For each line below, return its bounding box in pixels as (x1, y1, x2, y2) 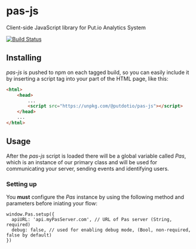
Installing (6, 53, 42, 63)
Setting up (6, 180, 37, 188)
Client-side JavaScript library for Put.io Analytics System (6, 24, 146, 31)
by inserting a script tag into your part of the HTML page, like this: (6, 75, 169, 82)
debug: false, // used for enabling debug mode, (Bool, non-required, (11, 227, 191, 233)
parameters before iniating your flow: (6, 199, 97, 207)
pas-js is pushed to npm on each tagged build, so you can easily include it (6, 69, 189, 76)
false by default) (6, 232, 52, 238)
